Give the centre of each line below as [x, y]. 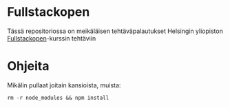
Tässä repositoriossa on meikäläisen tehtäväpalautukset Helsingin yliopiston [115, 31]
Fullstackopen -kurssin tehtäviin [52, 38]
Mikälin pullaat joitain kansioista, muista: [64, 85]
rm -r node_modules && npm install [58, 98]
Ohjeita [28, 66]
